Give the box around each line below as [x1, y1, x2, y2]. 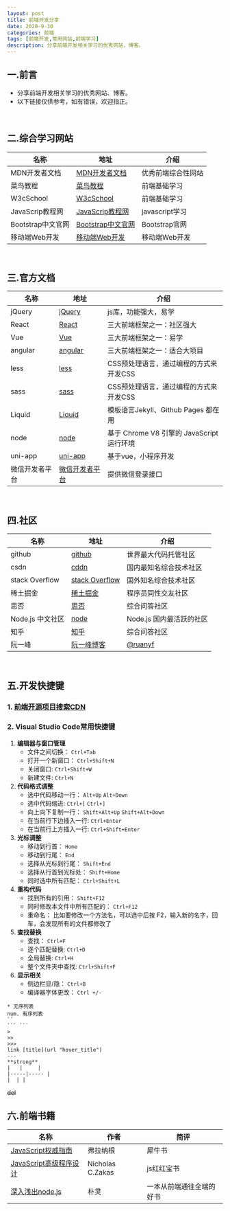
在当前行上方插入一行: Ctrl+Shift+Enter [27, 825, 140, 833]
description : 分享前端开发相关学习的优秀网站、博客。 [7, 42, 144, 49]
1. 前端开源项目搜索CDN [7, 702, 86, 712]
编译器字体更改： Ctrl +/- [27, 988, 102, 996]
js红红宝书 [146, 1164, 180, 1173]
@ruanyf [126, 640, 155, 649]
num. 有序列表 [7, 1010, 43, 1017]
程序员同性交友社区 [126, 589, 189, 598]
